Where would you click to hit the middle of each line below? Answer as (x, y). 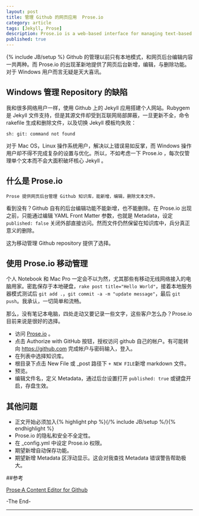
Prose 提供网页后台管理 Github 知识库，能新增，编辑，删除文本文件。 (82, 196)
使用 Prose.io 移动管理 (47, 264)
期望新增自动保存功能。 (43, 451)
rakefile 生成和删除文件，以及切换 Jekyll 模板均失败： (71, 122)
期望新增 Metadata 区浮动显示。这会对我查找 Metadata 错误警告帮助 (98, 458)
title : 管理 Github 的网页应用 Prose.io (55, 17)
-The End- (19, 501)
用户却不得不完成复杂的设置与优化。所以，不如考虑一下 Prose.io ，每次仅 (95, 153)
